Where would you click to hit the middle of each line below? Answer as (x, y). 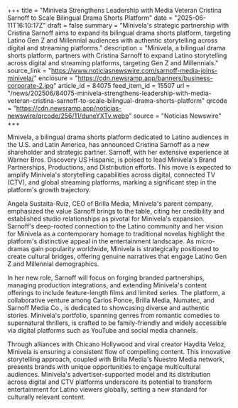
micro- (205, 241)
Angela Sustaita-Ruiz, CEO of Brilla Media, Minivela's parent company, (110, 204)
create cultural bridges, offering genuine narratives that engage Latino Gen (117, 256)
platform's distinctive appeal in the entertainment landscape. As (101, 241)
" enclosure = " (56, 78)
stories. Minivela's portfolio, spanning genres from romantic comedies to (114, 315)
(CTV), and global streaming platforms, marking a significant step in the (112, 182)
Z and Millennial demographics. (53, 264)
